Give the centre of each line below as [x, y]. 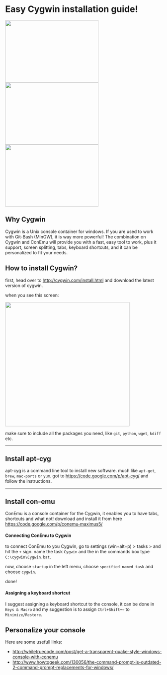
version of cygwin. [24, 285]
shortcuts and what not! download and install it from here [64, 519]
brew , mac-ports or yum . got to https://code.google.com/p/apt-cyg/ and [77, 476]
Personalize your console [45, 630]
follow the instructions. [29, 481]
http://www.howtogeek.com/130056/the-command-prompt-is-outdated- [87, 662]
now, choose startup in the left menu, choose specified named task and [79, 567]
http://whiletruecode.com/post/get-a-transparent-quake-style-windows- [87, 652]
